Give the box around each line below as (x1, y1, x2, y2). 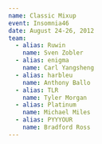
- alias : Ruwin (15, 42, 66, 50)
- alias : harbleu (15, 71, 73, 79)
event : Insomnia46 (8, 19, 69, 27)
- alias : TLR (15, 86, 59, 94)
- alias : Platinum (15, 101, 77, 109)
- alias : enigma (15, 57, 69, 65)
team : (8, 34, 26, 42)
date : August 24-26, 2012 (8, 26, 94, 34)
